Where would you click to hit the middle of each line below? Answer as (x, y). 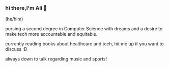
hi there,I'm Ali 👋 (26, 8)
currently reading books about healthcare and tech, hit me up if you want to (84, 44)
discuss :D (16, 49)
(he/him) (14, 19)
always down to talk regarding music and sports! (56, 59)
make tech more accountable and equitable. (51, 34)
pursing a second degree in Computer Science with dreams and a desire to (84, 29)
